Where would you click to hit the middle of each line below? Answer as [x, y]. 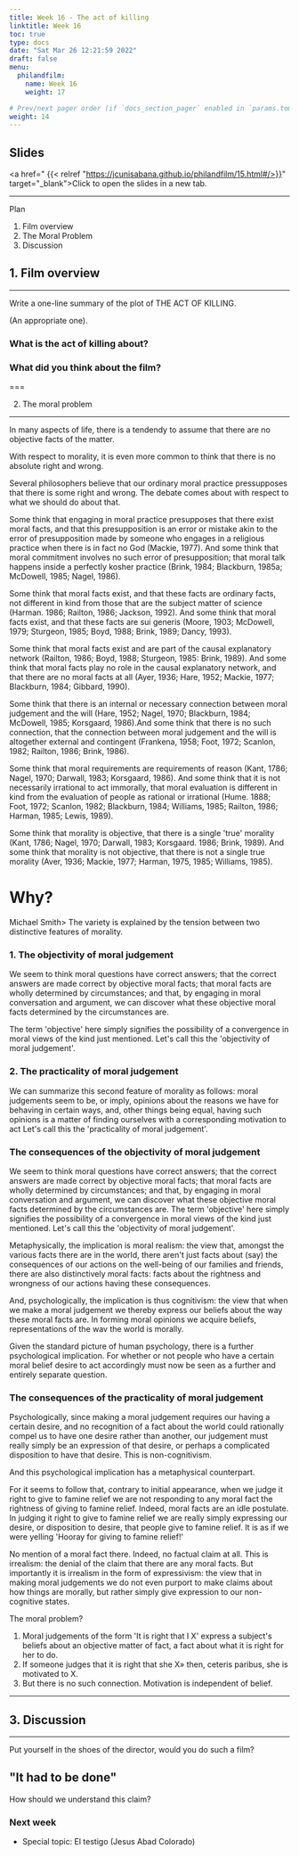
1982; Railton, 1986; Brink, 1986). [69, 751]
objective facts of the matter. [62, 439]
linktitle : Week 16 [45, 26]
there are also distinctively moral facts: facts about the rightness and [135, 1273]
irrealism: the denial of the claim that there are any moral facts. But [131, 1564]
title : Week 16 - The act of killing [79, 17]
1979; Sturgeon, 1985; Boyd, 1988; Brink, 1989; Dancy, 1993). [121, 632]
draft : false [33, 59]
